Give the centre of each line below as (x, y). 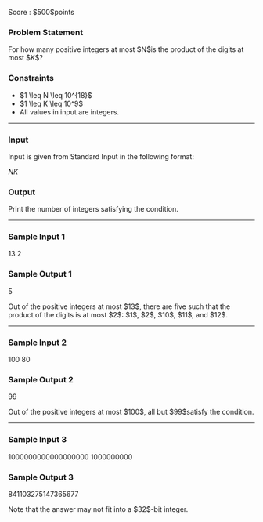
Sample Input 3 (38, 440)
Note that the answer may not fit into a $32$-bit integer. (98, 509)
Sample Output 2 (41, 380)
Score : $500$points (41, 12)
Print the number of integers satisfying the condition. (93, 209)
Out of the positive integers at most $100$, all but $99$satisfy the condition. (131, 412)
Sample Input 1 (36, 237)
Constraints (31, 78)
